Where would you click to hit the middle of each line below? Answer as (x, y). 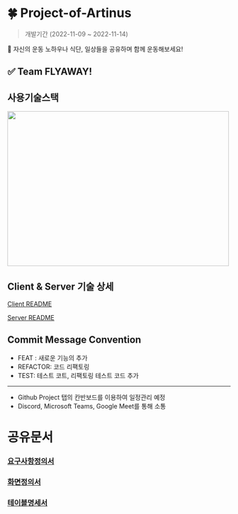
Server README (31, 317)
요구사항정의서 (31, 461)
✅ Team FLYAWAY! (50, 72)
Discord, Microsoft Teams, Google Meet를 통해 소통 (92, 406)
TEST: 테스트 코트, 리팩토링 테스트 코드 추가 (78, 375)
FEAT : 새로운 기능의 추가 (52, 358)
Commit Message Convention (74, 340)
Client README (30, 304)
